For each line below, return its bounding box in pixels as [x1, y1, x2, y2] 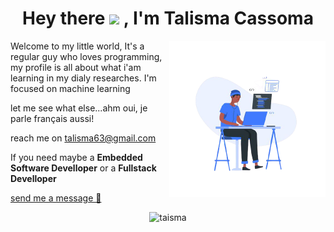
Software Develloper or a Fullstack [10, 162, 157, 174]
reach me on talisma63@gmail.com [10, 132, 157, 144]
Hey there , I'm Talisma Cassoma [22, 7, 314, 30]
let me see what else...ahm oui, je [10, 102, 148, 114]
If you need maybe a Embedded [10, 151, 143, 163]
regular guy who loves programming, [10, 50, 163, 62]
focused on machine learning [10, 82, 131, 94]
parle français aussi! [10, 112, 95, 124]
